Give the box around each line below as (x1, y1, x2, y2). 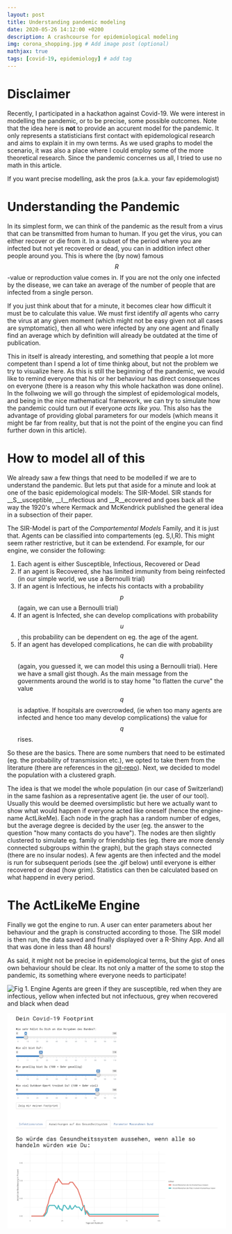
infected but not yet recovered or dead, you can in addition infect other (7, 244, 210, 252)
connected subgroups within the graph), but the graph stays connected (7, 843, 212, 852)
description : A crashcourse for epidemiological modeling (7, 33, 179, 40)
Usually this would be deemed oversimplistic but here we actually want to (7, 799, 217, 807)
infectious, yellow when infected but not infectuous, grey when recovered (7, 992, 218, 1000)
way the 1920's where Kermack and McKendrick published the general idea (7, 503, 224, 511)
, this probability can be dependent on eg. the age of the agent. (17, 632, 199, 641)
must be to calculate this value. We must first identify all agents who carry (7, 308, 220, 317)
